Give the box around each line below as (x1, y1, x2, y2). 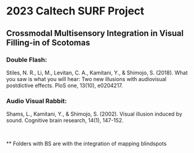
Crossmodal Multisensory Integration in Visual (6, 28, 184, 38)
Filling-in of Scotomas (6, 37, 90, 47)
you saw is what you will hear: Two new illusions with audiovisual (6, 75, 166, 82)
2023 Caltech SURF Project (6, 4, 145, 18)
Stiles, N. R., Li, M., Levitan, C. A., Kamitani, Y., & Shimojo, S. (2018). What (6, 69, 188, 76)
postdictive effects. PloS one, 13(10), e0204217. (6, 82, 123, 89)
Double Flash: (6, 55, 47, 64)
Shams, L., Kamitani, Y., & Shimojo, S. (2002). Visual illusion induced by (6, 110, 183, 118)
